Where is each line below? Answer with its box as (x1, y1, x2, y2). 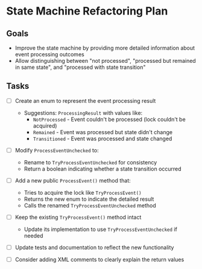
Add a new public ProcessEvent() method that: (14, 177, 131, 184)
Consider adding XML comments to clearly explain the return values (14, 256, 185, 264)
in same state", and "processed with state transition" (14, 63, 146, 71)
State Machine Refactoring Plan (6, 4, 168, 18)
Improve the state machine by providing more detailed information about (14, 44, 195, 51)
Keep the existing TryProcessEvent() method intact (14, 213, 142, 221)
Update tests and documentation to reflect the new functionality (14, 244, 174, 251)
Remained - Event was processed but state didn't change (33, 128, 173, 135)
